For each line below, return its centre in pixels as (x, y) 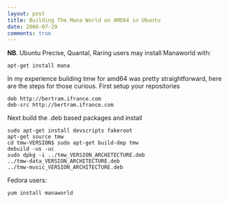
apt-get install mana (39, 66)
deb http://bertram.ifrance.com (54, 99)
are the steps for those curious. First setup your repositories (94, 86)
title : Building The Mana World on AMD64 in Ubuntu (84, 20)
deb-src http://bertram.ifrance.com (60, 105)
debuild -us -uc (31, 149)
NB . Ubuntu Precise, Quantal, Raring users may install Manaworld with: (109, 53)
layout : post (26, 14)
